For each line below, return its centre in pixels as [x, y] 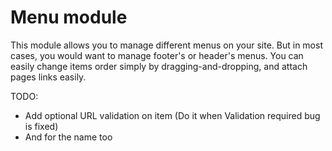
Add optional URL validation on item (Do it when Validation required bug [172, 115]
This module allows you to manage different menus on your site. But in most [166, 45]
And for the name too [68, 137]
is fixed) [41, 126]
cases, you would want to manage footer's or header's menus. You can [157, 55]
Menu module [69, 17]
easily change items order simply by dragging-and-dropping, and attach [159, 66]
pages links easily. [48, 77]
